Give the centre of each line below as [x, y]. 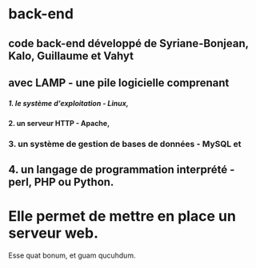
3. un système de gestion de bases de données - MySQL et [125, 144]
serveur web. [53, 233]
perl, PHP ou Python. [61, 182]
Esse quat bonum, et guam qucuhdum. [72, 255]
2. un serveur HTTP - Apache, [59, 123]
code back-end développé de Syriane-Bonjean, [129, 43]
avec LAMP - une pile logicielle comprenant [119, 83]
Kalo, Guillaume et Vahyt [71, 55]
